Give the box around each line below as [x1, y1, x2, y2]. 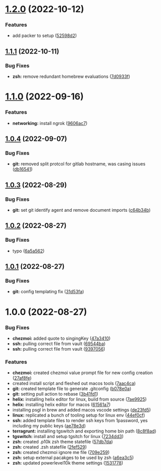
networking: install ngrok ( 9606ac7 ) [12, 120, 88, 126]
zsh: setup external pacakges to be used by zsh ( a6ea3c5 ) [12, 455, 134, 461]
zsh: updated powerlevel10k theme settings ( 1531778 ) [12, 460, 124, 466]
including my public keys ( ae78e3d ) [12, 423, 86, 429]
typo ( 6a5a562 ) [12, 248, 45, 254]
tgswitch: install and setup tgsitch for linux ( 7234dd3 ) [12, 434, 124, 440]
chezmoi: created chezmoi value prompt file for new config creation [12, 370, 153, 376]
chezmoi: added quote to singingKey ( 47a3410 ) [12, 335, 111, 341]
